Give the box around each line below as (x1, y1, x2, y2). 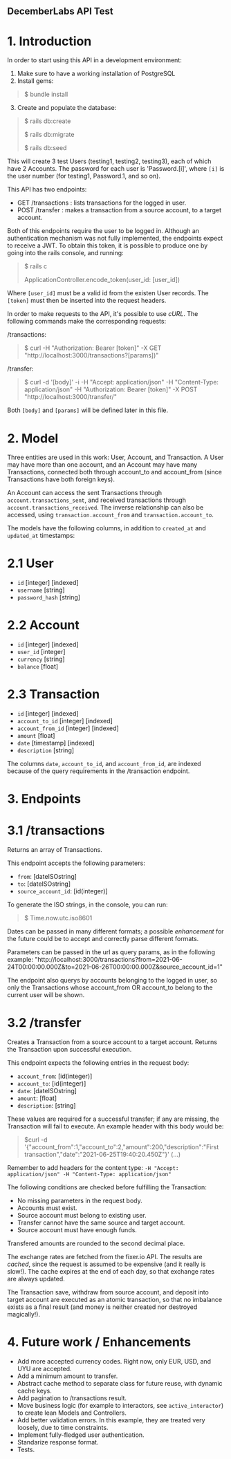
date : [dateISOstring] (17, 1087, 77, 1095)
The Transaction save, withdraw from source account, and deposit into (7, 1288, 209, 1297)
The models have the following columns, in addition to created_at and (7, 524, 206, 532)
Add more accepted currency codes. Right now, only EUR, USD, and (17, 1357, 212, 1366)
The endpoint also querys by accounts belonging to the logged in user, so (7, 976, 218, 985)
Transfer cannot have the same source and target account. (17, 1218, 185, 1227)
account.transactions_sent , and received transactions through (7, 496, 187, 504)
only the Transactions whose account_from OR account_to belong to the (7, 983, 213, 992)
